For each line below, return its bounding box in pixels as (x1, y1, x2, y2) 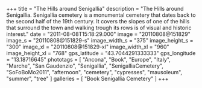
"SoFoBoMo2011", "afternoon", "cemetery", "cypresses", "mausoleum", (6, 69, 183, 75)
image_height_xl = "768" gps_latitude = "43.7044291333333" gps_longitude (6, 50, 196, 56)
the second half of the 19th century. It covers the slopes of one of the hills (6, 18, 190, 25)
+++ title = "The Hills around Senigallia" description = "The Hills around (6, 5, 184, 12)
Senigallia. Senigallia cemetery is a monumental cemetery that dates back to (6, 11, 196, 19)
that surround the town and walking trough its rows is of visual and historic (6, 24, 192, 31)
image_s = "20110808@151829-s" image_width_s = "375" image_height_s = (6, 37, 194, 44)
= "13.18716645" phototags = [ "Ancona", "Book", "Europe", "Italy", (6, 56, 171, 63)
